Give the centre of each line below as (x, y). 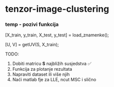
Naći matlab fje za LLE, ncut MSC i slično (54, 80)
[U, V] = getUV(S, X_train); (32, 45)
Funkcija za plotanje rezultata (42, 69)
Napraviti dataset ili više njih (41, 74)
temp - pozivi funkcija (32, 25)
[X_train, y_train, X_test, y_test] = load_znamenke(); (57, 35)
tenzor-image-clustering (57, 9)
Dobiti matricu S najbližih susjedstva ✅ (52, 64)
